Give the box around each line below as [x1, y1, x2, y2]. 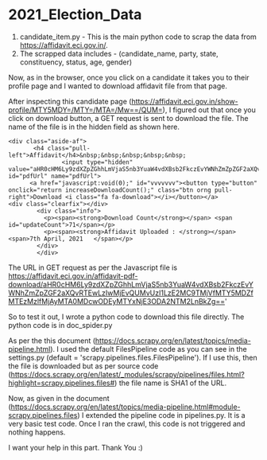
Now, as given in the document [8, 393, 110, 403]
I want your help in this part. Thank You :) [8, 442, 143, 452]
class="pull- [47, 144, 91, 152]
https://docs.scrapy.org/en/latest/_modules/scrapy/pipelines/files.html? [10, 369, 245, 379]
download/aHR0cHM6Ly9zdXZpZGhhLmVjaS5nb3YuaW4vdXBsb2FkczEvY [8, 279, 254, 289]
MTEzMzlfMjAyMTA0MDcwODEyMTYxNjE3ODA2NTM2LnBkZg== [8, 296, 225, 306]
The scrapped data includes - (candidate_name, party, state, [19, 49, 219, 58]
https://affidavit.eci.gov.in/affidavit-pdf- [8, 271, 138, 280]
